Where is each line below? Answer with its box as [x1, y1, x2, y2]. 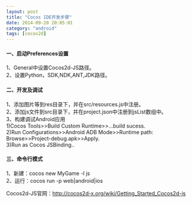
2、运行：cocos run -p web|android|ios [6, 177, 103, 184]
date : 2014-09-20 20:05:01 [6, 20, 73, 26]
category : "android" [6, 25, 58, 31]
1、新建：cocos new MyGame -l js [6, 170, 90, 177]
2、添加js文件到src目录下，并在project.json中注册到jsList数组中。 [6, 108, 167, 115]
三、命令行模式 [6, 156, 43, 163]
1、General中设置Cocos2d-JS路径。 [6, 64, 95, 71]
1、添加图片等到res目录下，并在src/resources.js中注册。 [6, 100, 144, 107]
